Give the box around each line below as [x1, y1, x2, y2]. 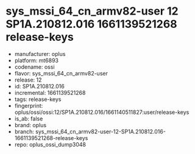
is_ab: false [14, 114, 43, 122]
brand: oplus [14, 121, 47, 128]
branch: [14, 128, 35, 135]
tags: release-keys [14, 96, 62, 103]
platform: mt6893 [14, 57, 59, 64]
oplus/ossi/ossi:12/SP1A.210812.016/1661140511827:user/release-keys [14, 108, 190, 116]
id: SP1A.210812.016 [14, 82, 65, 89]
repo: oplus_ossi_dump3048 [14, 141, 87, 148]
